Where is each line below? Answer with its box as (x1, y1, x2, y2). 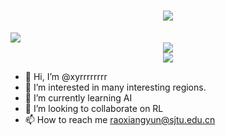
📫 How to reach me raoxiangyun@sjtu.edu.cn (24, 113, 216, 125)
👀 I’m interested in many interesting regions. (24, 81, 207, 93)
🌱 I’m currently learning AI (24, 91, 133, 104)
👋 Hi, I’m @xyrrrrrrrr (24, 70, 108, 82)
